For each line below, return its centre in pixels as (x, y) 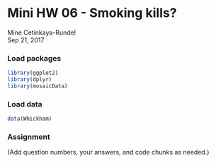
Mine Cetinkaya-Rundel (42, 32)
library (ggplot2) (33, 73)
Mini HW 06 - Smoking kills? (92, 13)
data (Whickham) (30, 119)
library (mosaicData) (38, 86)
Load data (25, 104)
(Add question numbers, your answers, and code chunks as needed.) (108, 152)
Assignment (29, 137)
